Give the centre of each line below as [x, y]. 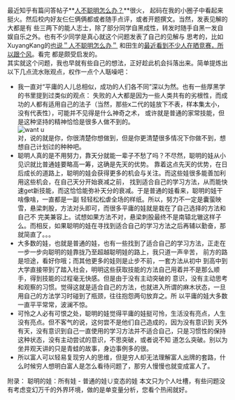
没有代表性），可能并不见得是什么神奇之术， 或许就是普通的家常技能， [118, 113]
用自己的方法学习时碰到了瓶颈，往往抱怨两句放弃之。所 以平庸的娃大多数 [122, 296]
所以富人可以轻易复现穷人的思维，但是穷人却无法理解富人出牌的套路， [119, 357]
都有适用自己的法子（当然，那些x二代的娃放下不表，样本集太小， [130, 104]
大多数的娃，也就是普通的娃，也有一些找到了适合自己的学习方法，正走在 [121, 243]
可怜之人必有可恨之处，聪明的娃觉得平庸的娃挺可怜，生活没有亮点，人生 [121, 313]
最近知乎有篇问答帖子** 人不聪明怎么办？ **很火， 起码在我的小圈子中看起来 [115, 10]
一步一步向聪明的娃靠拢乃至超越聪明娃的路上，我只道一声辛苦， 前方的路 [122, 252]
